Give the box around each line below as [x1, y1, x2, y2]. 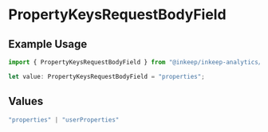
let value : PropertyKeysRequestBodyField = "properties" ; [8, 72, 205, 80]
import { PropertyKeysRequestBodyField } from [8, 58, 166, 66]
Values [8, 95, 44, 108]
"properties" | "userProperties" [8, 115, 120, 124]
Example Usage [8, 37, 88, 51]
